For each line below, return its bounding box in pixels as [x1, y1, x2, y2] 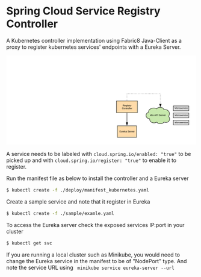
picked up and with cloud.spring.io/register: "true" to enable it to [6, 157, 176, 164]
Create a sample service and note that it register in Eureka [6, 198, 150, 205]
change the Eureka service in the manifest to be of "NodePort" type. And [6, 257, 187, 264]
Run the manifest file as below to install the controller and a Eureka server [6, 175, 189, 182]
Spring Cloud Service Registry [6, 4, 161, 18]
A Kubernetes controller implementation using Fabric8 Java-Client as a [6, 37, 182, 44]
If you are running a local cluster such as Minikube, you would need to [6, 251, 181, 258]
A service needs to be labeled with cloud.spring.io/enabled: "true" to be [6, 151, 191, 158]
